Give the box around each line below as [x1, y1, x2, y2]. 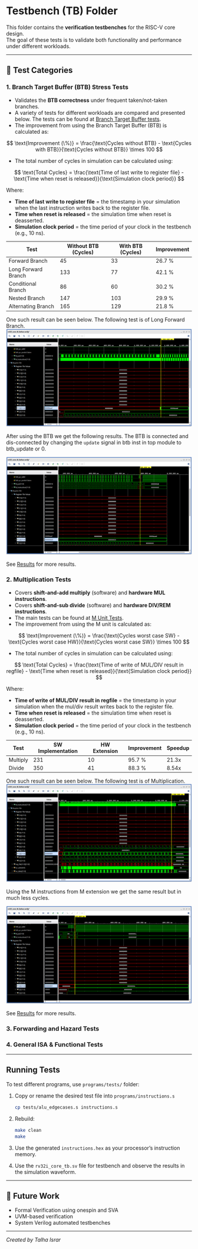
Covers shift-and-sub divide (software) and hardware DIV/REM [14, 601, 171, 609]
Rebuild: [14, 1115, 35, 1122]
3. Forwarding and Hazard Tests [6, 1024, 100, 1032]
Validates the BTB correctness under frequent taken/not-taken [14, 96, 168, 104]
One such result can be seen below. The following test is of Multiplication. [6, 777, 186, 785]
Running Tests [6, 1065, 60, 1075]
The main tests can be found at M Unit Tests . [14, 614, 124, 621]
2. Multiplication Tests [6, 575, 72, 584]
